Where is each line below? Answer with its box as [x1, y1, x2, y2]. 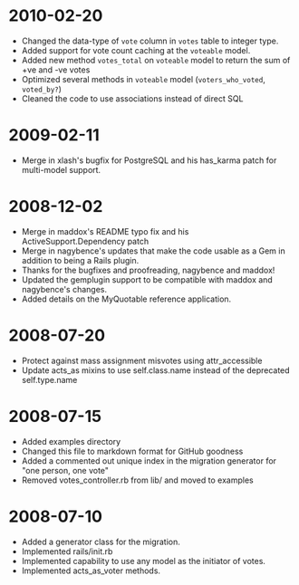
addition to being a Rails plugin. [21, 254, 140, 265]
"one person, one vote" [21, 465, 110, 475]
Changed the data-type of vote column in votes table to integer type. [21, 35, 279, 46]
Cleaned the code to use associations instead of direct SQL [21, 92, 244, 104]
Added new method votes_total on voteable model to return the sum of [21, 54, 291, 65]
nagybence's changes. [21, 283, 108, 294]
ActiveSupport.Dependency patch [21, 235, 149, 246]
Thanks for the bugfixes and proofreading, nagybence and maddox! [21, 264, 275, 275]
